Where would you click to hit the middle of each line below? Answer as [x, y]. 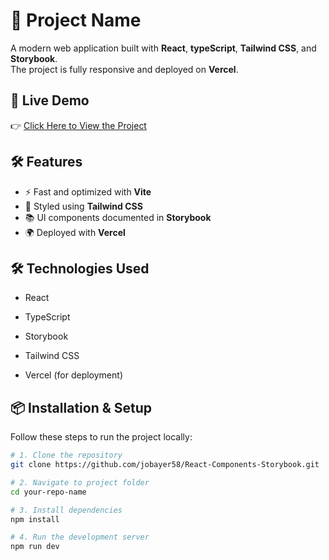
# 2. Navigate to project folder [80, 482]
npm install [35, 519]
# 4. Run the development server [80, 537]
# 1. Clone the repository [66, 455]
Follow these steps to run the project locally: [101, 437]
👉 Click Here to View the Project [78, 125]
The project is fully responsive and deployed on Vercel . [124, 69]
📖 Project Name [76, 20]
